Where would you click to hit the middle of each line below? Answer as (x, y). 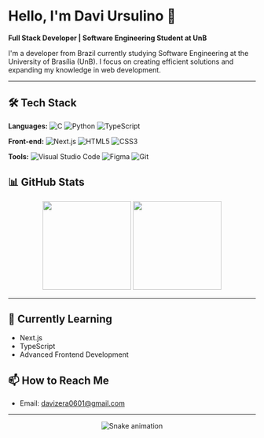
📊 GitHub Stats (46, 182)
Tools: (18, 156)
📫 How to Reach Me (59, 380)
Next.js (31, 338)
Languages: (28, 126)
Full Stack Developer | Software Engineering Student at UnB (108, 38)
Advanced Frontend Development (74, 354)
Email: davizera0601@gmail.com (72, 403)
